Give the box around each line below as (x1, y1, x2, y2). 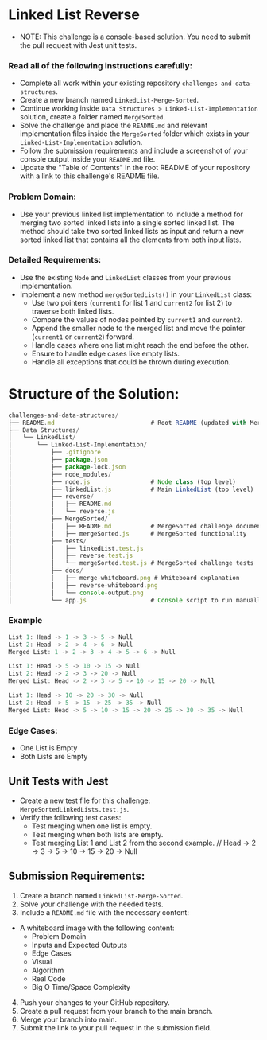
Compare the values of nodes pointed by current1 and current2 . (31, 314, 243, 324)
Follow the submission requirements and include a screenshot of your (19, 146, 249, 156)
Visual (31, 956, 52, 966)
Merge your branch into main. (19, 1015, 118, 1024)
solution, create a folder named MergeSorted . (19, 112, 165, 122)
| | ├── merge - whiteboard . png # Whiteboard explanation (8, 575, 240, 582)
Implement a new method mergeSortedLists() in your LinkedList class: (19, 289, 253, 299)
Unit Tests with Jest (8, 774, 109, 789)
